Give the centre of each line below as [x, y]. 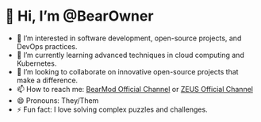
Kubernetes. [36, 63]
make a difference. [47, 80]
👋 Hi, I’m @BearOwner [79, 16]
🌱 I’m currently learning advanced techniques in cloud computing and [130, 55]
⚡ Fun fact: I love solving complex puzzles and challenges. [112, 109]
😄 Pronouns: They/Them [58, 100]
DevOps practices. [47, 46]
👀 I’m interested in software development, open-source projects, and [129, 38]
